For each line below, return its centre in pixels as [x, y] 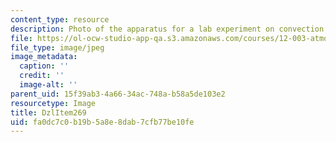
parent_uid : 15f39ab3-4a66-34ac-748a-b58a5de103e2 [118, 94]
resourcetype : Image [53, 103]
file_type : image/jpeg [57, 47]
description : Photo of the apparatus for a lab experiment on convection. [169, 29]
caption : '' [44, 66]
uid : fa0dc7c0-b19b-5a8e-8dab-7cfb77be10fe [102, 122]
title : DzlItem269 [48, 112]
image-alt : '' [48, 85]
